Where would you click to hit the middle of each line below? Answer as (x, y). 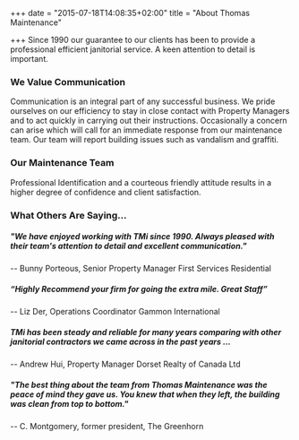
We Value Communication (68, 82)
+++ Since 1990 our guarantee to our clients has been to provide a (133, 40)
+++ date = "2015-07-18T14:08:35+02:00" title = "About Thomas (130, 13)
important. (29, 59)
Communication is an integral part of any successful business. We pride (143, 101)
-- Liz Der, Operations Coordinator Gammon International (115, 312)
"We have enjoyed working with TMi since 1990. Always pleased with (142, 237)
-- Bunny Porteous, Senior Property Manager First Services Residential (141, 269)
